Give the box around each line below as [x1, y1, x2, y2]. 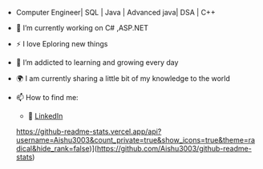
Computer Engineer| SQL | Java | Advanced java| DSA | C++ [15, 8, 216, 17]
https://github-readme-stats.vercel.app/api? [15, 127, 162, 136]
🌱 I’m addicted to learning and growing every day [15, 58, 179, 67]
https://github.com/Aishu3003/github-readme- [96, 144, 253, 153]
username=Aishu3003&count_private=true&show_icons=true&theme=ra [15, 135, 255, 144]
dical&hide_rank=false [15, 144, 90, 153]
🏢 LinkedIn [27, 111, 63, 120]
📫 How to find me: [15, 93, 79, 102]
